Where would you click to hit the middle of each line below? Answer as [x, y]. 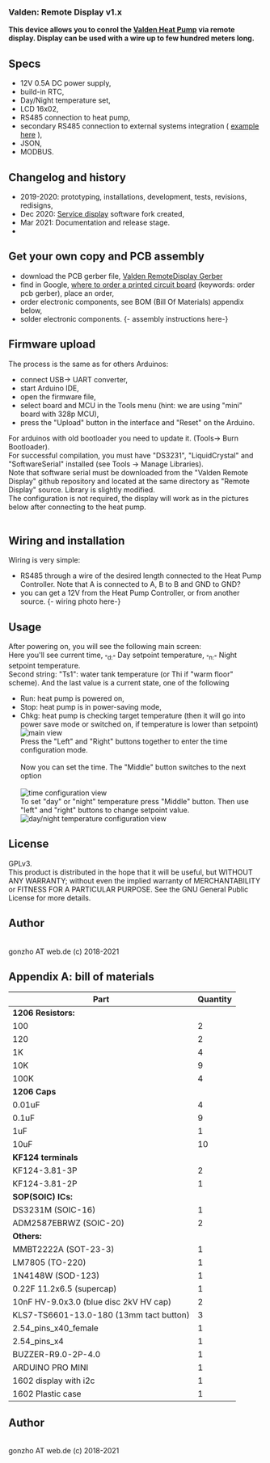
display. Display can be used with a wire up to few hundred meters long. [131, 38]
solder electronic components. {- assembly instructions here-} [124, 318]
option [31, 775]
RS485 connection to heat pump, [75, 118]
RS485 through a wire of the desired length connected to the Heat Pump [141, 576]
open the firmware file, [58, 396]
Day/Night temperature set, [65, 100]
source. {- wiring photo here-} [70, 601]
